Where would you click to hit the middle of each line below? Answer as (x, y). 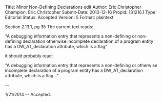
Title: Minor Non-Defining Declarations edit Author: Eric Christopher (73, 7)
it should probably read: (29, 56)
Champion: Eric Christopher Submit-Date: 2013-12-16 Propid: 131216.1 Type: (81, 12)
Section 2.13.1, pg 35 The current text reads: (49, 27)
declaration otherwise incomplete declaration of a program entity (88, 41)
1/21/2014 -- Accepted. (28, 94)
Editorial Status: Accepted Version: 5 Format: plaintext (59, 17)
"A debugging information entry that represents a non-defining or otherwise (81, 65)
